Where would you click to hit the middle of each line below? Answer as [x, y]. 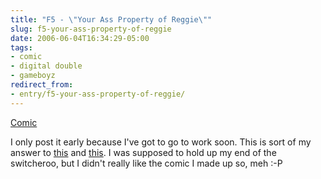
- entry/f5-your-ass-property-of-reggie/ [98, 94]
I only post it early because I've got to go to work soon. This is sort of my [161, 142]
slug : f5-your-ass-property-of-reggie [91, 29]
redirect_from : [42, 85]
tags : [21, 47]
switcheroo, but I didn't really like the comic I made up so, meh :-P [146, 163]
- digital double [46, 66]
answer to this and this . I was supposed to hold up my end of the [143, 152]
